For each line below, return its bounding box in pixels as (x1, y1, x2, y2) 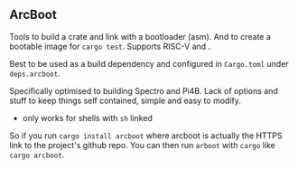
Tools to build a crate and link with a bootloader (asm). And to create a (9, 31, 271, 42)
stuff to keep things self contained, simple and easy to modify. (9, 95, 241, 106)
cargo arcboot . (9, 149, 65, 160)
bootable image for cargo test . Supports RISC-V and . (9, 41, 211, 52)
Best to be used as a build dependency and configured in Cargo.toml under (9, 58, 289, 69)
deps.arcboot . (9, 68, 61, 79)
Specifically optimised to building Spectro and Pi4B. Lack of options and (9, 85, 278, 96)
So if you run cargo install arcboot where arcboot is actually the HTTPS (9, 130, 283, 141)
